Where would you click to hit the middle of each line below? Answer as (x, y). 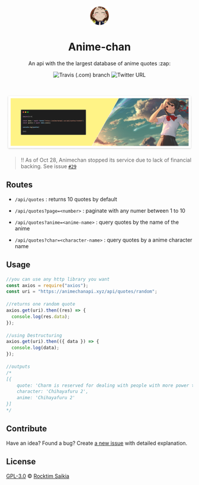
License (21, 462)
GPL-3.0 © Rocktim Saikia (38, 476)
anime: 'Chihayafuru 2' (46, 398)
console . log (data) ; (36, 348)
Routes (20, 185)
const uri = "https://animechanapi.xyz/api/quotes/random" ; (82, 292)
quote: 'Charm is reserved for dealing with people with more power (103, 386)
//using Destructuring (34, 335)
